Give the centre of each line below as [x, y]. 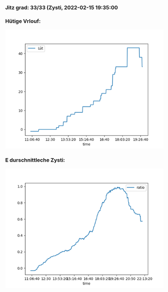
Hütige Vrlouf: [23, 21]
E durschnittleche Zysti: [35, 160]
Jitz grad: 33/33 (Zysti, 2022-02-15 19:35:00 [62, 8]
